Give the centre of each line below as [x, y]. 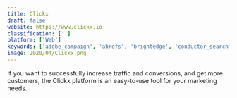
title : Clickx [28, 14]
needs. [17, 88]
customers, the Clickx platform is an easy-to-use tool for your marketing [112, 80]
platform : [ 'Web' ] [34, 40]
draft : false [26, 20]
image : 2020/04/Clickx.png [47, 54]
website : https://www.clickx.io [55, 27]
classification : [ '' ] [39, 33]
